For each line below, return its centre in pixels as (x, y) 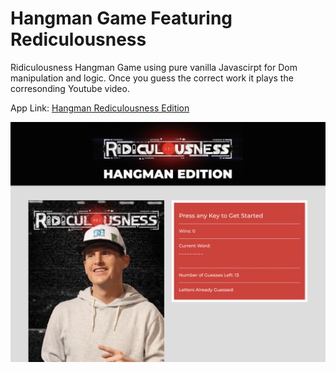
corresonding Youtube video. (70, 88)
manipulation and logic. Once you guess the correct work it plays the (152, 78)
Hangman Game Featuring (121, 18)
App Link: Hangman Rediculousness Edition (100, 108)
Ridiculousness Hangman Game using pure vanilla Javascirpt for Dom (154, 67)
